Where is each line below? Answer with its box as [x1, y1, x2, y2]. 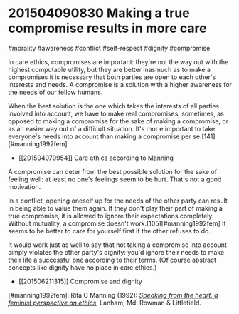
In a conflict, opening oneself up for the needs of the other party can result [8, 196, 228, 205]
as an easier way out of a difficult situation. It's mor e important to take [8, 124, 216, 133]
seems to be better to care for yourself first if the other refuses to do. [8, 226, 211, 235]
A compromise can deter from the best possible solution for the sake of [8, 167, 218, 176]
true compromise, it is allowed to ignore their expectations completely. [8, 211, 214, 220]
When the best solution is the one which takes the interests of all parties [8, 101, 220, 110]
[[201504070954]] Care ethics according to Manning [18, 153, 174, 162]
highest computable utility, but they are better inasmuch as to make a [8, 65, 211, 74]
